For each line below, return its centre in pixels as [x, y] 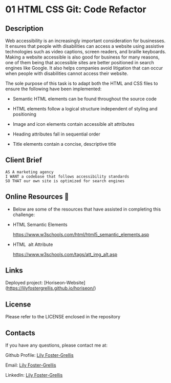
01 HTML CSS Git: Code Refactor [76, 9]
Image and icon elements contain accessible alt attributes [73, 124]
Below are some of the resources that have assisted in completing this [87, 209]
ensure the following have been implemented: [54, 89]
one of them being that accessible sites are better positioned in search [80, 62]
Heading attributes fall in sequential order [57, 134]
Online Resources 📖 [37, 197]
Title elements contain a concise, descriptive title [64, 144]
